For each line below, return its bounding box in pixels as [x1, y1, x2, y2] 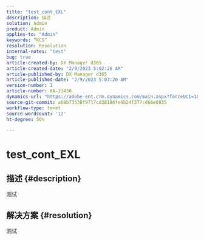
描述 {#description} [6, 173, 82, 183]
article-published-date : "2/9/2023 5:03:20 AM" [6, 77, 129, 83]
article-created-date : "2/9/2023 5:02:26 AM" [6, 65, 123, 72]
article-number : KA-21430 [6, 88, 72, 94]
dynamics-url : [6, 94, 42, 100]
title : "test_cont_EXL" [6, 9, 67, 15]
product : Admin [6, 26, 45, 32]
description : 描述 [6, 15, 51, 21]
